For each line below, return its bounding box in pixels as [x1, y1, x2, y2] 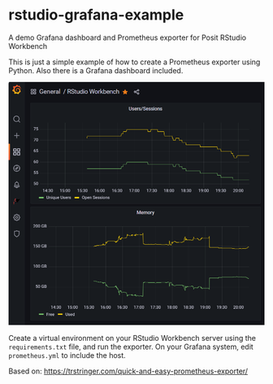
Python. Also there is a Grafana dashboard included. [8, 65, 184, 75]
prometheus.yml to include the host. [8, 351, 126, 360]
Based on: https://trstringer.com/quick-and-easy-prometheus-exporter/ [8, 366, 249, 376]
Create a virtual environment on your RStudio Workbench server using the [8, 334, 256, 343]
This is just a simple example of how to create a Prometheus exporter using [8, 57, 261, 67]
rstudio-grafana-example [8, 6, 184, 24]
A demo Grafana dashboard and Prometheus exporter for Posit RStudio [8, 33, 246, 42]
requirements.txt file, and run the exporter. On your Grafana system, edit [8, 342, 253, 351]
